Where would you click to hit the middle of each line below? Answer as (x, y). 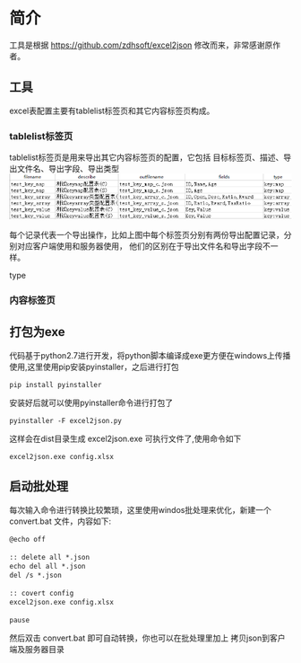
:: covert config (42, 593)
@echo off (28, 539)
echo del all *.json (48, 566)
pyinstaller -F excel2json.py (66, 420)
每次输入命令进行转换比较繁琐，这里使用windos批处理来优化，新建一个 (140, 509)
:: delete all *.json (50, 557)
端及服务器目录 (37, 649)
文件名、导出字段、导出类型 (68, 169)
